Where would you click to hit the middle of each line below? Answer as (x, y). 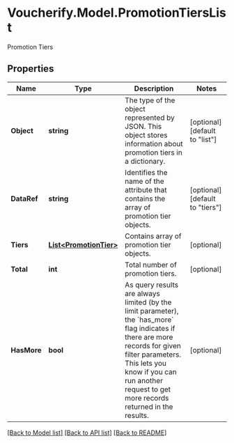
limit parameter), (152, 311)
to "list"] (203, 139)
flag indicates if (150, 328)
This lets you (146, 363)
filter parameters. (153, 355)
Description (154, 88)
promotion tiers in (154, 153)
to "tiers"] (206, 207)
